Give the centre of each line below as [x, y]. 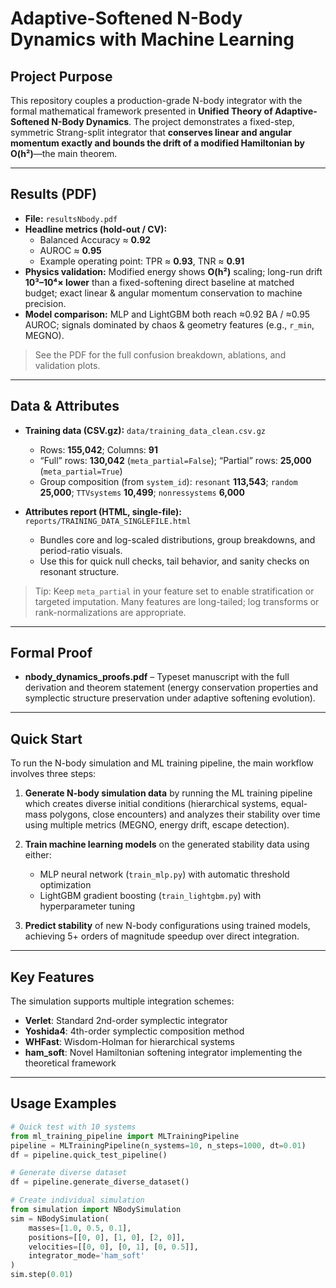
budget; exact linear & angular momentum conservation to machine [163, 293]
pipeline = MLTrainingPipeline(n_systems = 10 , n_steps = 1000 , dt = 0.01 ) [158, 1145]
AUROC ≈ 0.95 [70, 250]
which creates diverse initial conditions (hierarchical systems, [151, 804]
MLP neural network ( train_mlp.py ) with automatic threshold [164, 874]
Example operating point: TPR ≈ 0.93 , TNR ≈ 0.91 [142, 261]
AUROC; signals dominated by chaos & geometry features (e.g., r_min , [169, 324]
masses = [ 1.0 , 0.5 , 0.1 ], [80, 1228]
